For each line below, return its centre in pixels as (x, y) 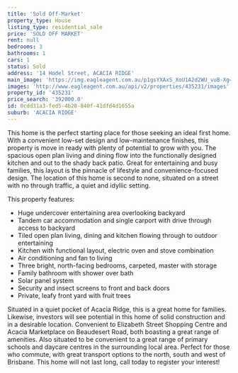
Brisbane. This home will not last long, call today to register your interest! (114, 362)
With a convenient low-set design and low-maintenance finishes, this (108, 140)
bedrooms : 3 (25, 47)
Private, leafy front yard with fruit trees (74, 295)
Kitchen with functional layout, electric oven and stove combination (115, 250)
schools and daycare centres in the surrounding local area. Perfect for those (119, 347)
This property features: (41, 199)
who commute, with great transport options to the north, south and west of (117, 354)
